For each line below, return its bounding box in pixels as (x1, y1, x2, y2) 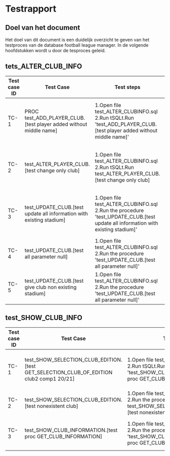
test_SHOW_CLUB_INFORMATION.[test (24, 427, 118, 434)
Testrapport (5, 3, 57, 15)
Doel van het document (5, 23, 80, 32)
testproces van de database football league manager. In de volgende (5, 42, 149, 48)
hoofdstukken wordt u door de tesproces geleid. (5, 48, 106, 53)
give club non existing (24, 284, 77, 291)
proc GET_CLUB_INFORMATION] (24, 433, 103, 440)
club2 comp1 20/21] (24, 375, 75, 382)
